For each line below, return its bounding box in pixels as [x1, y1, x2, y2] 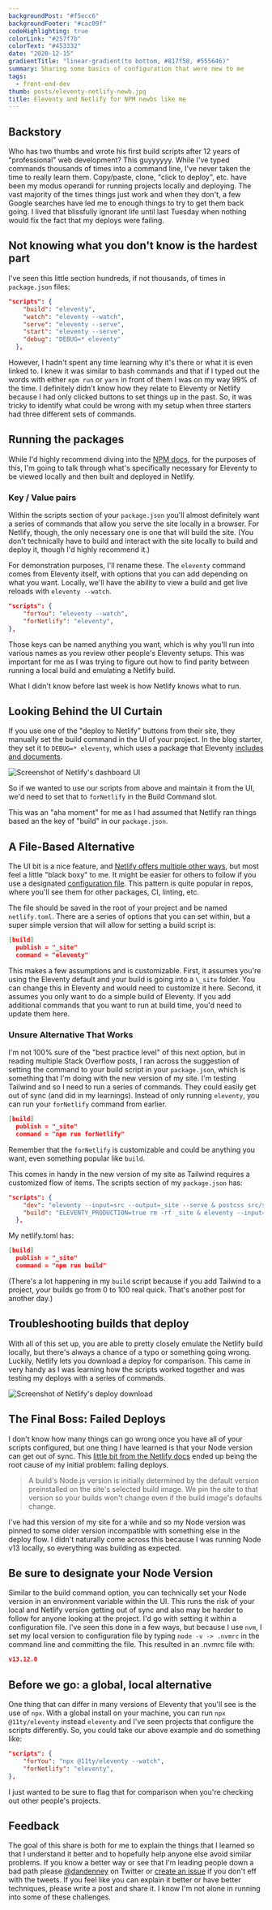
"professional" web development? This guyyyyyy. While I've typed [8, 155, 230, 165]
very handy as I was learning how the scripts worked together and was [8, 1365, 245, 1374]
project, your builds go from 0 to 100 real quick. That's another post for [8, 1284, 245, 1295]
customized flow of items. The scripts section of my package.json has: [8, 1178, 243, 1188]
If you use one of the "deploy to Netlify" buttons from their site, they [8, 726, 236, 735]
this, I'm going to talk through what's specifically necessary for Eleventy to [8, 463, 257, 472]
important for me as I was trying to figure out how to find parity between [8, 657, 249, 666]
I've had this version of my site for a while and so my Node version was [8, 1517, 246, 1527]
